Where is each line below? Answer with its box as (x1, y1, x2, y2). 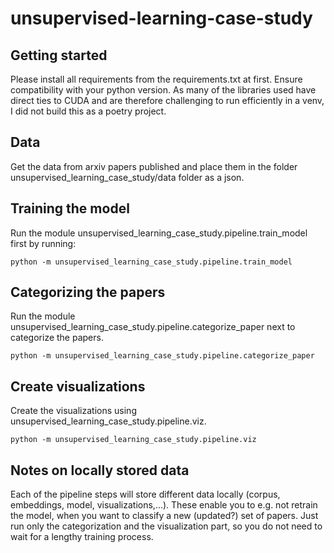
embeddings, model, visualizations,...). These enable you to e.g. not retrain (10, 499, 318, 511)
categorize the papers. (10, 332, 104, 344)
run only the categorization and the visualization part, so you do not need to (10, 520, 323, 532)
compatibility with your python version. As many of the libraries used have (10, 84, 317, 96)
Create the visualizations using (10, 405, 137, 417)
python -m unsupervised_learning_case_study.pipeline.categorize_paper (10, 351, 315, 361)
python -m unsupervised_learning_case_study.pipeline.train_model (10, 257, 293, 267)
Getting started (10, 47, 108, 64)
